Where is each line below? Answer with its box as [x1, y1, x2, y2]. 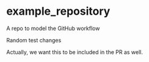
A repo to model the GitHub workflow [6, 25, 100, 32]
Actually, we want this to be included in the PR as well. [6, 48, 144, 56]
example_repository [6, 4, 111, 18]
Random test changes [6, 36, 62, 44]
